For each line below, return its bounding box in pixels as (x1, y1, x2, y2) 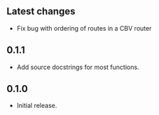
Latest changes (6, 6, 76, 17)
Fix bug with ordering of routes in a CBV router (16, 24, 152, 32)
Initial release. (16, 101, 57, 110)
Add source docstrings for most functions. (16, 63, 139, 71)
